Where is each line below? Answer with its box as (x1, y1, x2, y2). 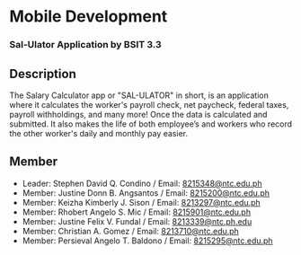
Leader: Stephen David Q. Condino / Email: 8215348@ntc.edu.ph (22, 178, 262, 189)
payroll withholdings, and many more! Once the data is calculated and (9, 109, 268, 119)
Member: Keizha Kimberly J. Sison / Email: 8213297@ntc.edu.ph (22, 197, 261, 207)
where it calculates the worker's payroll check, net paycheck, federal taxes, (9, 99, 289, 110)
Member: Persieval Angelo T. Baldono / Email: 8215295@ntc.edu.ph (22, 235, 273, 246)
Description (9, 66, 76, 82)
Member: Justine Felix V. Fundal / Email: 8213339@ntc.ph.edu (22, 215, 252, 226)
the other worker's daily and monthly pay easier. (9, 127, 189, 138)
